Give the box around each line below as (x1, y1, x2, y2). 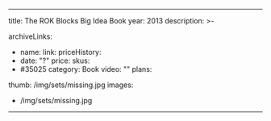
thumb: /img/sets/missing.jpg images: (8, 80, 134, 90)
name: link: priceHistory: (19, 48, 102, 56)
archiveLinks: (8, 31, 53, 41)
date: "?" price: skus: (19, 56, 90, 65)
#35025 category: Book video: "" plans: (19, 65, 152, 73)
